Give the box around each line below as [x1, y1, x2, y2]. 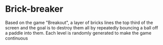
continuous [5, 35, 28, 41]
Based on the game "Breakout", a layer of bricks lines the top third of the [5, 20, 154, 25]
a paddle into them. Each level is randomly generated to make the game [5, 30, 152, 36]
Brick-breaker [5, 3, 63, 15]
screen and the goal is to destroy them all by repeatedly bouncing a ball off [5, 24, 159, 30]
